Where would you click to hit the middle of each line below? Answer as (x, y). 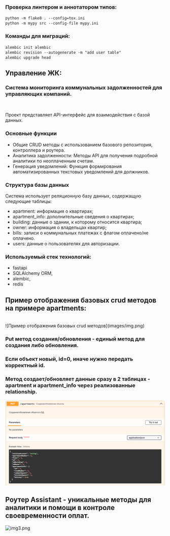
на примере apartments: (46, 308)
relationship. (21, 391)
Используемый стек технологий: (48, 257)
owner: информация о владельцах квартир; (60, 227)
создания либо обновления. (42, 345)
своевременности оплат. (47, 516)
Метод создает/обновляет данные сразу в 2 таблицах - (78, 379)
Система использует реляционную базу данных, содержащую (73, 196)
